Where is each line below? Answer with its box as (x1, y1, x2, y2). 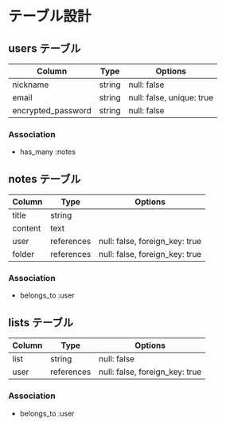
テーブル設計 (8, 7, 92, 26)
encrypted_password (12, 105, 92, 116)
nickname (12, 79, 49, 90)
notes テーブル (8, 172, 81, 186)
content (12, 223, 41, 234)
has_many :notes (19, 147, 76, 156)
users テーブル (8, 41, 81, 55)
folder (12, 249, 35, 260)
